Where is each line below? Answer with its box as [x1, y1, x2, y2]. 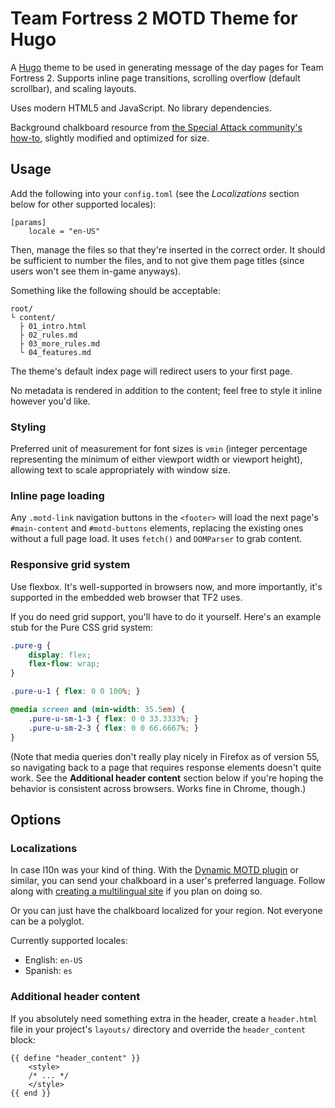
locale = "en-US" [28, 226, 101, 236]
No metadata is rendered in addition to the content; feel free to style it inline [10, 384, 323, 396]
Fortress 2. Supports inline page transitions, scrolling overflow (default [10, 72, 301, 84]
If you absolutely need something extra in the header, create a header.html [10, 1012, 318, 1024]
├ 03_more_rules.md [19, 338, 101, 349]
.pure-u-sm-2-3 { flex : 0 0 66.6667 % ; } [28, 723, 199, 733]
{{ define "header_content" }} [10, 1053, 141, 1063]
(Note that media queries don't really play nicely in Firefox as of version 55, [10, 750, 320, 762]
